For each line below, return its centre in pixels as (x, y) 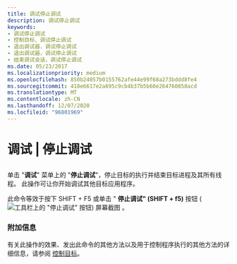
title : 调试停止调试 (34, 14)
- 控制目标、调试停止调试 (39, 40)
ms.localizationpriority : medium (56, 73)
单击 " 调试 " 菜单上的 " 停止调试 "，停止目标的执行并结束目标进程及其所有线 (115, 175)
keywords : (22, 27)
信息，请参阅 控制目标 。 (48, 253)
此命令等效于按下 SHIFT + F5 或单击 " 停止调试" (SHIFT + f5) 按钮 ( (105, 199)
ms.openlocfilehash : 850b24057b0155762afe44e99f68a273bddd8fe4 (102, 79)
